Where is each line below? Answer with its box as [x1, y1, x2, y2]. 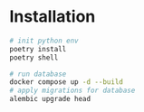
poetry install [9, 44, 67, 53]
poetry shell [9, 52, 59, 62]
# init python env [9, 36, 79, 45]
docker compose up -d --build [9, 78, 124, 87]
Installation [9, 6, 96, 27]
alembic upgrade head [9, 95, 91, 104]
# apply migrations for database [9, 86, 136, 96]
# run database [9, 70, 67, 79]
